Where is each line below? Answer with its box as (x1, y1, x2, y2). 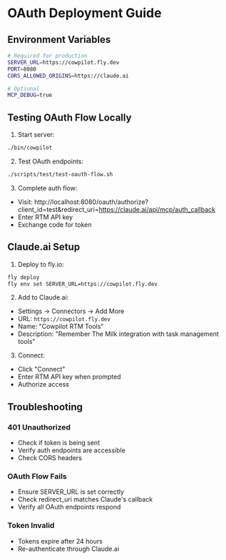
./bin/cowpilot (7, 144, 53, 151)
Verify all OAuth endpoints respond (17, 503, 121, 511)
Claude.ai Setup (7, 241, 81, 253)
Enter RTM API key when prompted (17, 372, 121, 381)
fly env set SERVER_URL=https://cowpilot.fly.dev (7, 280, 158, 287)
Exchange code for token (17, 220, 92, 229)
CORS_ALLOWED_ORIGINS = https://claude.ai (7, 72, 130, 79)
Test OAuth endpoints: (17, 157, 84, 166)
